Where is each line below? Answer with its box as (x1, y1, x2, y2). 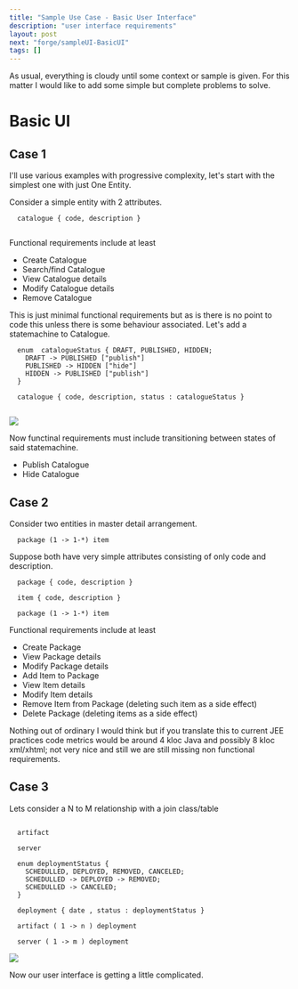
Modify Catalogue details (21, 283, 115, 294)
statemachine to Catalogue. (9, 328, 110, 339)
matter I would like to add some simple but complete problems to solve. (9, 80, 271, 91)
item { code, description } (17, 593, 122, 602)
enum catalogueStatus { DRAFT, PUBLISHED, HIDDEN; (17, 346, 213, 355)
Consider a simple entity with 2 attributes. (9, 197, 163, 207)
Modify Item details (21, 689, 93, 700)
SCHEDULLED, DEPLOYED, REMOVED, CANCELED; (25, 867, 185, 876)
